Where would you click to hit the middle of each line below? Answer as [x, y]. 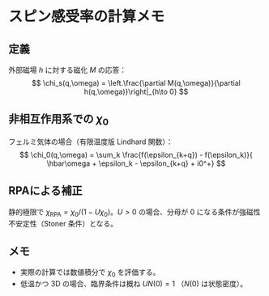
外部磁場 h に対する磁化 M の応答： [68, 70]
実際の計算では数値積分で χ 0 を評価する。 [90, 273]
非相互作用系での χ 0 [59, 120]
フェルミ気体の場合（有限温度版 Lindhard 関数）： [91, 142]
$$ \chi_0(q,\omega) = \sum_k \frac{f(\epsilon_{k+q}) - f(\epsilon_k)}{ [136, 155]
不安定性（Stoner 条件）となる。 [63, 223]
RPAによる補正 [45, 191]
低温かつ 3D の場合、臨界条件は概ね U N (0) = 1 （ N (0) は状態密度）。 [134, 284]
